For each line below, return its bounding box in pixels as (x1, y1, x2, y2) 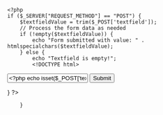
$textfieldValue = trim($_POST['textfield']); (20, 19, 157, 26)
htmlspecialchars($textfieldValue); (7, 43, 114, 50)
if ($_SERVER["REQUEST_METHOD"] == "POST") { (7, 12, 141, 19)
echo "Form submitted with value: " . (32, 37, 145, 44)
